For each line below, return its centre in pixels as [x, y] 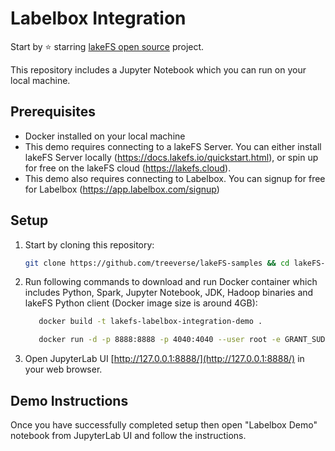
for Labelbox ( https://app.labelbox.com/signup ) [122, 189]
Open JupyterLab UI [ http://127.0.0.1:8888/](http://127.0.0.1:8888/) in [164, 359]
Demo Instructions [69, 400]
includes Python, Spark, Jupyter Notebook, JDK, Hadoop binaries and [169, 293]
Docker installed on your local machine [105, 136]
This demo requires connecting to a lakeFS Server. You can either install [173, 146]
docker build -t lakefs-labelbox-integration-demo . [150, 322]
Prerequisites [53, 112]
